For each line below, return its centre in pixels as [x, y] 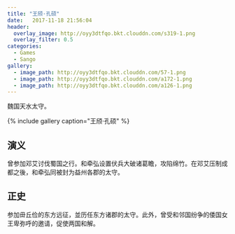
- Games [25, 53]
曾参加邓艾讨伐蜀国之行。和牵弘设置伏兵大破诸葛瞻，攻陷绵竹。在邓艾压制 [114, 164]
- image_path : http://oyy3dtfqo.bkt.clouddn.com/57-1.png [100, 72]
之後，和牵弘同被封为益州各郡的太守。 [68, 172]
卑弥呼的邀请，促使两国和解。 [56, 223]
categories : [24, 46]
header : [19, 27]
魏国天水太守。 [29, 106]
